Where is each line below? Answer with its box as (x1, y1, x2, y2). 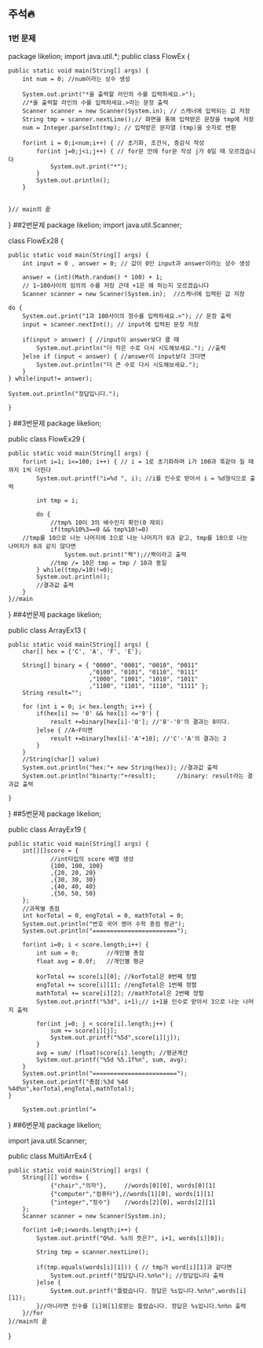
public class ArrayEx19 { (8, 825, 86, 834)
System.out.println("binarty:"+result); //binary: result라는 (22, 772, 245, 780)
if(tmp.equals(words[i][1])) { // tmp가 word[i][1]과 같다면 (36, 1263, 232, 1271)
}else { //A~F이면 (36, 726, 93, 734)
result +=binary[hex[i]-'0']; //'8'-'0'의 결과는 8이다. (49, 718, 231, 726)
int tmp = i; (36, 497, 79, 504)
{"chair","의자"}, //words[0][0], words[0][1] (49, 1181, 216, 1190)
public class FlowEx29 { (8, 434, 86, 443)
